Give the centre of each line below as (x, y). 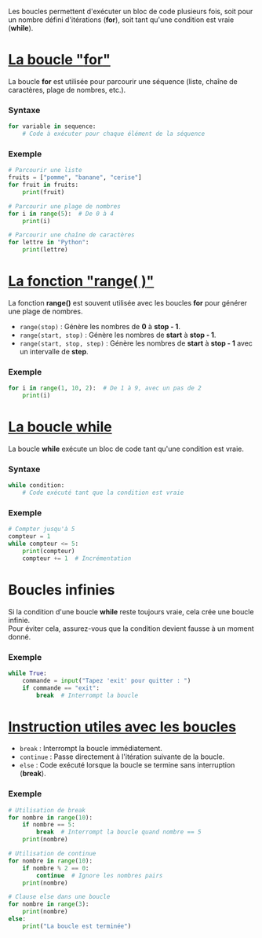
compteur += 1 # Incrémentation (77, 558)
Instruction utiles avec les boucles (122, 727)
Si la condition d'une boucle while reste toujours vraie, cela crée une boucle (131, 611)
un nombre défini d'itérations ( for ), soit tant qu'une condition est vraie (121, 20)
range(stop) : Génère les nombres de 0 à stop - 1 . (100, 326)
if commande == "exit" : (61, 688)
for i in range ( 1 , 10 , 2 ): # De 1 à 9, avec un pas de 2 (105, 388)
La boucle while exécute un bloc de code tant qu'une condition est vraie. (126, 449)
